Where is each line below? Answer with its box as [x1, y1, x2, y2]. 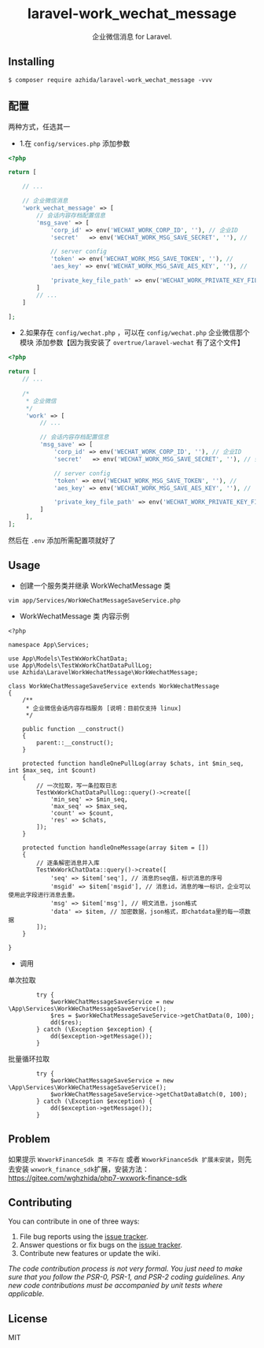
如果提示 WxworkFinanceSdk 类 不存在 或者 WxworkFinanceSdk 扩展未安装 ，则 [8, 1154, 245, 1164]
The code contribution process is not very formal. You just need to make [8, 1264, 244, 1273]
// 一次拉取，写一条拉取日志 [36, 782, 118, 789]
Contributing [8, 1195, 72, 1209]
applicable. [8, 1289, 45, 1298]
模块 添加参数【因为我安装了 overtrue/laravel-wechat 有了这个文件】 [19, 338, 245, 347]
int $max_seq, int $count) [8, 766, 97, 774]
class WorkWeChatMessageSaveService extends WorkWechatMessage [8, 682, 220, 690]
